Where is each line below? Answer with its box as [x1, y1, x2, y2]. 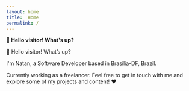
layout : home [6, 8, 39, 15]
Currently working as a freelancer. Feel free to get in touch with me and [6, 72, 184, 79]
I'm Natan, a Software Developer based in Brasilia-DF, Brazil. [6, 60, 156, 67]
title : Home [6, 14, 39, 20]
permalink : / [6, 20, 39, 26]
